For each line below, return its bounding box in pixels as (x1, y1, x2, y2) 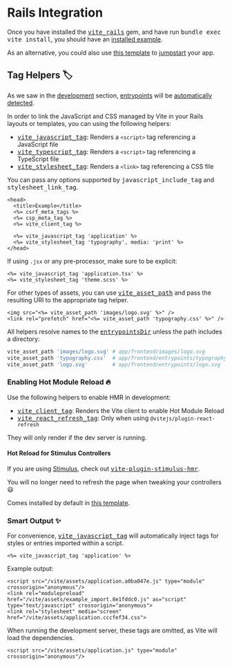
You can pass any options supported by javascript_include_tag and (7, 175, 215, 184)
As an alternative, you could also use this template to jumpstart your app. (7, 48, 215, 57)
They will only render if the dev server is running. (7, 433, 147, 441)
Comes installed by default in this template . (7, 498, 130, 506)
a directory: (7, 334, 40, 343)
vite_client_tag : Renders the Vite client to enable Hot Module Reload (17, 406, 224, 414)
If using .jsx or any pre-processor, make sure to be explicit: (7, 257, 177, 265)
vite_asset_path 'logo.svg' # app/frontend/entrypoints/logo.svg (7, 361, 221, 368)
